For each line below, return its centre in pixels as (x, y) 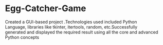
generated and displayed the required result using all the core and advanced (82, 32)
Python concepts (22, 37)
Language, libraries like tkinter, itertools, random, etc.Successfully (71, 27)
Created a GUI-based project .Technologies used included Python (71, 22)
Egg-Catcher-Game (45, 8)
